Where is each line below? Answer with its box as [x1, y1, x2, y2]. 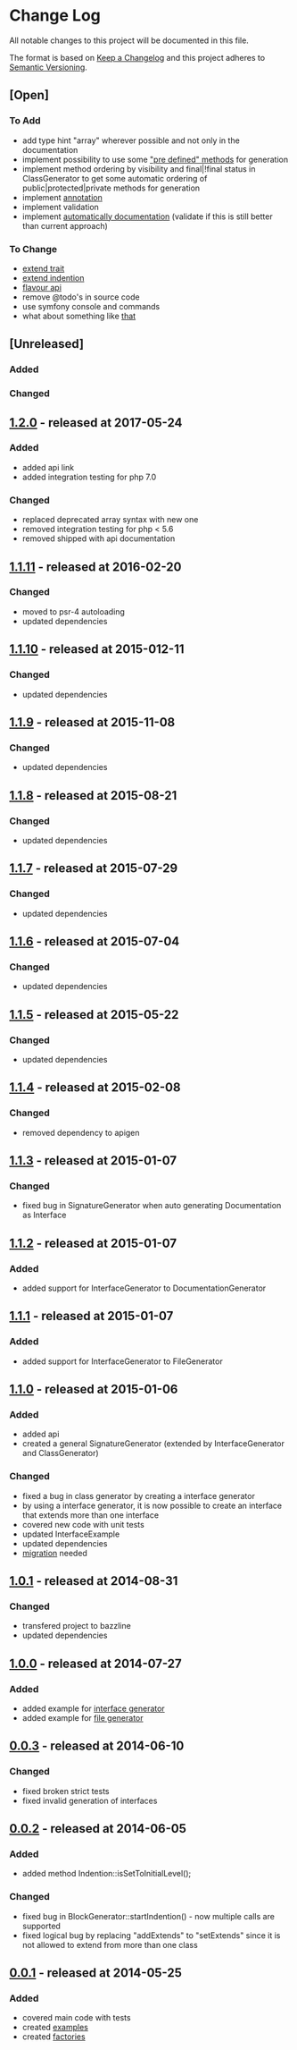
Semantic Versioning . [9, 62, 87, 72]
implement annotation [21, 191, 103, 202]
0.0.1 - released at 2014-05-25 [9, 1965, 183, 1981]
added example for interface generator [21, 1703, 165, 1714]
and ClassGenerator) [21, 1448, 100, 1459]
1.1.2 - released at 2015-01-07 [9, 1235, 177, 1250]
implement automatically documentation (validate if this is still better [21, 211, 274, 222]
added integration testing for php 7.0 [21, 471, 157, 482]
